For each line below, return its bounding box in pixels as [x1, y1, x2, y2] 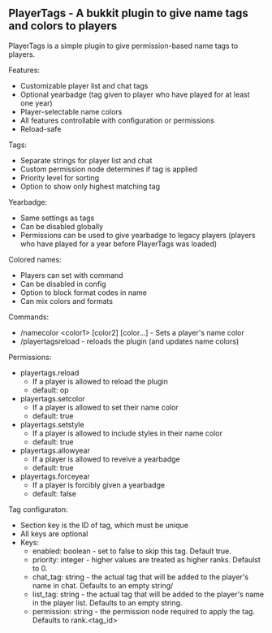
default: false [32, 488, 77, 498]
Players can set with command [19, 270, 123, 280]
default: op [32, 385, 69, 395]
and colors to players [8, 20, 118, 33]
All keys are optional [19, 528, 89, 539]
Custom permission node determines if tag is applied [19, 164, 197, 174]
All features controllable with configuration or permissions [19, 115, 215, 125]
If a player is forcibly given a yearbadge [32, 479, 165, 490]
